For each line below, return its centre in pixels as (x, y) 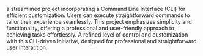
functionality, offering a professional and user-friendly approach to (90, 28)
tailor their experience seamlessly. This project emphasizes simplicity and (99, 22)
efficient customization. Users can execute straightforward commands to (98, 15)
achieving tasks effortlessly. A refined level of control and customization (97, 35)
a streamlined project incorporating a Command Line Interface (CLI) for (96, 9)
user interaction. (27, 47)
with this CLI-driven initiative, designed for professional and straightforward (102, 41)
